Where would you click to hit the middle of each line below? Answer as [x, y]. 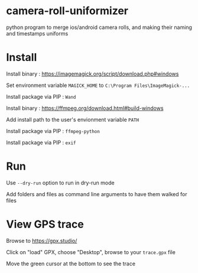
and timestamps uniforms [37, 33]
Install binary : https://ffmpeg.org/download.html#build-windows [85, 108]
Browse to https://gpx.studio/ [42, 240]
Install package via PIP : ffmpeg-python [53, 131]
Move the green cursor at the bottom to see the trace [71, 264]
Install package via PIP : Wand [41, 96]
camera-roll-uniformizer [67, 11]
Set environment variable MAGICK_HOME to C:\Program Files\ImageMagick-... [98, 85]
